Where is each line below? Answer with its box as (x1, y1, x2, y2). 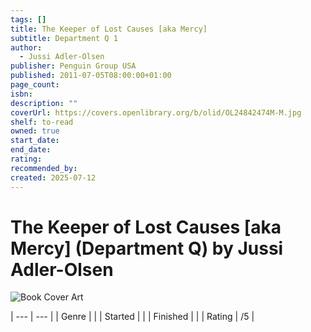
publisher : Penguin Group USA (10, 61, 137, 71)
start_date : (10, 136, 60, 146)
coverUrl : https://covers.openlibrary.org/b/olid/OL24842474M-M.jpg (10, 107, 302, 118)
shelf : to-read (10, 117, 74, 127)
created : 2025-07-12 (10, 172, 97, 183)
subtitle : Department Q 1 (10, 33, 118, 43)
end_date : (10, 145, 52, 155)
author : (10, 42, 43, 53)
